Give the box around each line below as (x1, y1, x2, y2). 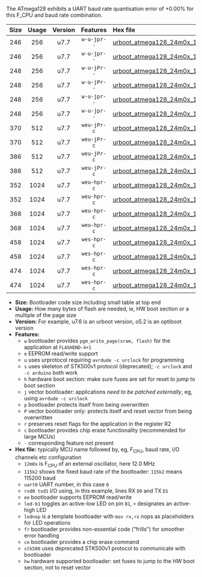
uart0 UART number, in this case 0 (23, 481, 109, 488)
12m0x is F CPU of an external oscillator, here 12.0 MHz (23, 460, 155, 469)
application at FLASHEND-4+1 (23, 344, 92, 351)
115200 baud (23, 474, 56, 481)
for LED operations (23, 519, 71, 526)
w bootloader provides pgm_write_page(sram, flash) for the (23, 337, 171, 344)
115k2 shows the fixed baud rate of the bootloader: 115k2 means (23, 467, 183, 475)
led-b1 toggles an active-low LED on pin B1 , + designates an (23, 499, 173, 507)
